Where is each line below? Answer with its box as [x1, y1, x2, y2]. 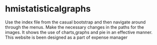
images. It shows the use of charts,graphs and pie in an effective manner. [5, 29, 153, 35]
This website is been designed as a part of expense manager [5, 34, 128, 40]
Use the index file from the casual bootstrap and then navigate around [5, 19, 146, 25]
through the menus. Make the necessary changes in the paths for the [5, 24, 144, 30]
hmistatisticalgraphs [5, 3, 91, 14]
